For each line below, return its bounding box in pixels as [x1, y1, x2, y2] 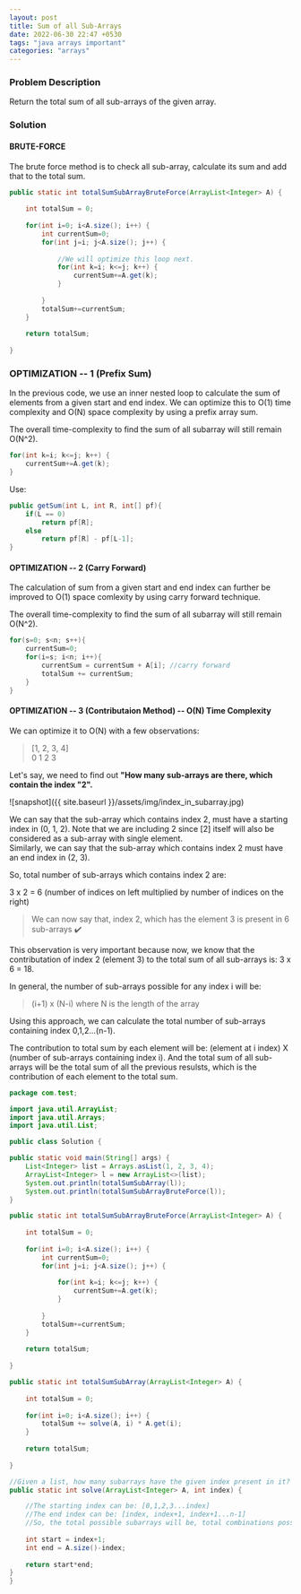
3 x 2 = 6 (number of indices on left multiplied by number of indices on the [9, 887, 284, 897]
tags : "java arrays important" [9, 38, 126, 48]
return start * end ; [25, 1560, 94, 1569]
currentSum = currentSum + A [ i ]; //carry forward [41, 661, 230, 671]
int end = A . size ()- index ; [25, 1543, 126, 1552]
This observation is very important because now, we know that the [9, 944, 255, 955]
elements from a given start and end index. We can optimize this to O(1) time [9, 397, 291, 408]
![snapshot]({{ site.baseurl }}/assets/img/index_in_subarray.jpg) [9, 796, 245, 807]
